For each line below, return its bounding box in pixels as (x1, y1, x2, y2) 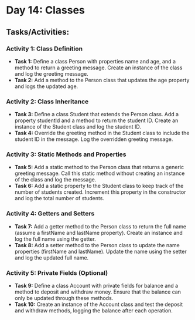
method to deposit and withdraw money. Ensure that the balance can (14, 288, 182, 295)
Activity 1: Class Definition (6, 45, 83, 53)
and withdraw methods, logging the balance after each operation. (14, 307, 173, 314)
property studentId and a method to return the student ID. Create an (14, 117, 179, 124)
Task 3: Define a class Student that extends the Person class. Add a (14, 111, 179, 118)
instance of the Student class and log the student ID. (14, 123, 142, 130)
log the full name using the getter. (14, 235, 96, 242)
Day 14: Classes (6, 4, 85, 17)
